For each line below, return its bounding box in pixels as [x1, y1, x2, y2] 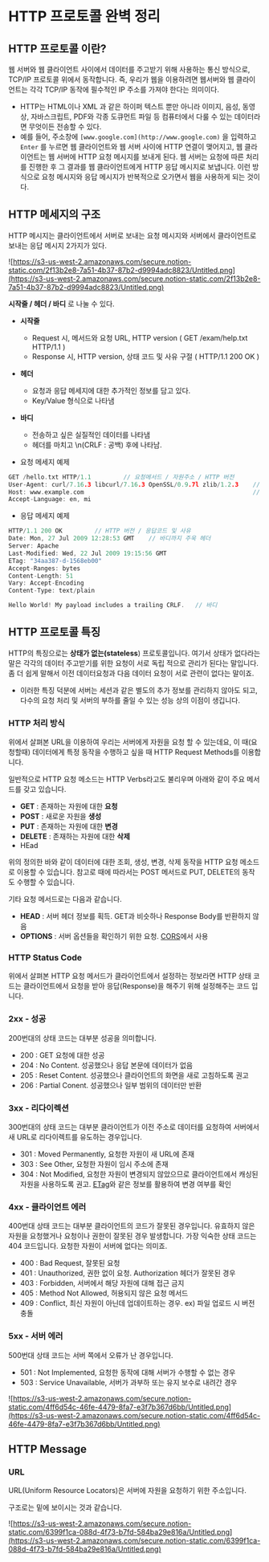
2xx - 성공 [8, 1013, 47, 1025]
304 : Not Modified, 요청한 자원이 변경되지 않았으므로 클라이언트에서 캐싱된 [19, 1169, 259, 1179]
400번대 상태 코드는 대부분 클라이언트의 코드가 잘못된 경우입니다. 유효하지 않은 [8, 1221, 255, 1231]
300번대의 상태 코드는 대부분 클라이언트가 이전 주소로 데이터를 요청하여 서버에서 [8, 1122, 259, 1132]
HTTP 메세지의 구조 [8, 208, 101, 222]
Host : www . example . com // [8, 487, 261, 496]
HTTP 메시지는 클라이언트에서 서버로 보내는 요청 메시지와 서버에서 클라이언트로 [8, 230, 257, 240]
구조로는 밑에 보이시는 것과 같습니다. [8, 1503, 122, 1512]
